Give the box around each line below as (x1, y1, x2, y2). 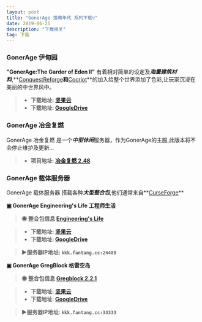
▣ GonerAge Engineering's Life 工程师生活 (6, 202, 116, 209)
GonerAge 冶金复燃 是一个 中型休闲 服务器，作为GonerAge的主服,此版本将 (6, 136, 191, 144)
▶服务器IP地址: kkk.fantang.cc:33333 (21, 309, 117, 316)
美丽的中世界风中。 (6, 83, 55, 91)
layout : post (6, 9, 40, 15)
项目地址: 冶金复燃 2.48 (30, 157, 91, 164)
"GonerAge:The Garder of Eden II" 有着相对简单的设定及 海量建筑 (6, 68, 172, 75)
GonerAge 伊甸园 (6, 53, 58, 62)
